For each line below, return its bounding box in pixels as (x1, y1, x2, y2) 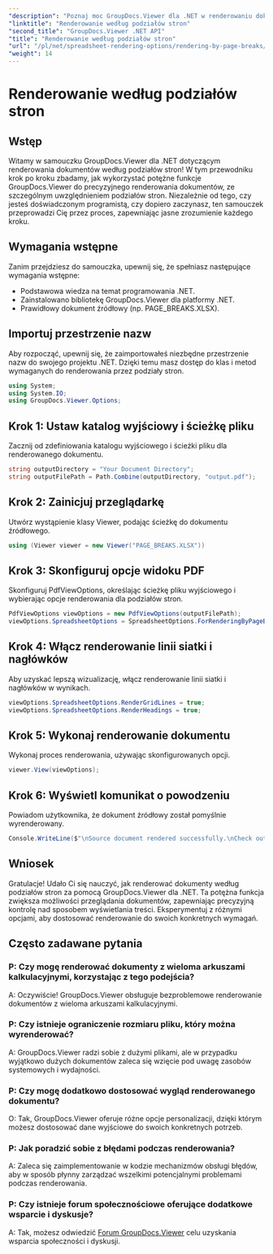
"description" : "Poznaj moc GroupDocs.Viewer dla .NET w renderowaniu (8, 11, 253, 20)
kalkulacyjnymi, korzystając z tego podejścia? (8, 972, 195, 983)
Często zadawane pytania (8, 937, 143, 950)
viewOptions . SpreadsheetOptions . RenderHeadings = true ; (8, 706, 201, 714)
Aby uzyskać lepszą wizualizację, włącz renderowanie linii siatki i (8, 674, 227, 684)
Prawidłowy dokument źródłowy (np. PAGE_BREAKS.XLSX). (19, 303, 220, 313)
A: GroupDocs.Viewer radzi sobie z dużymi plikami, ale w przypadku (8, 1047, 237, 1057)
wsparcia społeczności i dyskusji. (8, 1236, 120, 1246)
